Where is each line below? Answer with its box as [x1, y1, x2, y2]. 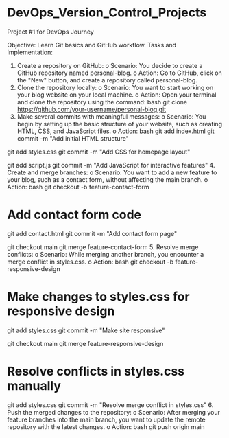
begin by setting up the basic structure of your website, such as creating [16, 119, 223, 128]
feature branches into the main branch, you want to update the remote [7, 415, 206, 424]
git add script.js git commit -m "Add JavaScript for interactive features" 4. [7, 161, 215, 169]
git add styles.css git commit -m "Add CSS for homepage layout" [7, 148, 191, 156]
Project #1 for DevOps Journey [7, 27, 94, 36]
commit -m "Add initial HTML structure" [16, 134, 129, 142]
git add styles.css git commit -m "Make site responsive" [7, 326, 165, 334]
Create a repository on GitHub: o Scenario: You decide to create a [16, 61, 203, 69]
